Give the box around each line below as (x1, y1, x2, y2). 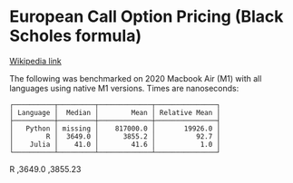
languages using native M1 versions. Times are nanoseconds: (9, 82, 239, 93)
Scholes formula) (9, 25, 142, 46)
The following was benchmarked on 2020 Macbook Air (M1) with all (9, 72, 262, 83)
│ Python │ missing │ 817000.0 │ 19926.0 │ (9, 124, 221, 133)
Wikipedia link (9, 55, 62, 66)
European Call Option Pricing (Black (9, 6, 284, 27)
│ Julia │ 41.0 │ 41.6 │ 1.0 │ (9, 140, 221, 149)
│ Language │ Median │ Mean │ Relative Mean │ (9, 108, 221, 117)
